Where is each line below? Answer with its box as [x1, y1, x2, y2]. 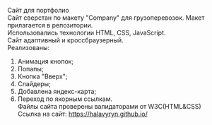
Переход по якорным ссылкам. [17, 95, 113, 103]
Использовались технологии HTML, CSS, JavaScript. [7, 28, 166, 37]
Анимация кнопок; [17, 57, 74, 66]
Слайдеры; [17, 80, 51, 88]
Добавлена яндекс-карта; [17, 88, 97, 95]
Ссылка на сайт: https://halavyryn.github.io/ [17, 109, 148, 118]
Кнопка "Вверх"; [17, 72, 68, 81]
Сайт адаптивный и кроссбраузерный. [7, 36, 124, 44]
